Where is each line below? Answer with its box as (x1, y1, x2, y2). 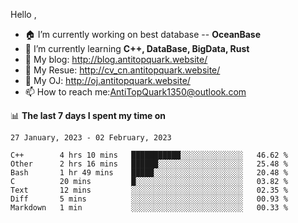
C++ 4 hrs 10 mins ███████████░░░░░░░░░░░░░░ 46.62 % (10, 150, 288, 160)
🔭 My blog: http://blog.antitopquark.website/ (24, 54, 208, 65)
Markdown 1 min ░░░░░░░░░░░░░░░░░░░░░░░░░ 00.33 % (10, 203, 288, 213)
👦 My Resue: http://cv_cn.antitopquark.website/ (24, 64, 221, 76)
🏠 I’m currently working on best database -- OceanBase (24, 29, 262, 40)
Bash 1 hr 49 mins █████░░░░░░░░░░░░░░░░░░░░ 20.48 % (10, 168, 288, 178)
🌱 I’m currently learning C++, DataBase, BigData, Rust (24, 43, 250, 54)
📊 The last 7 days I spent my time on (10, 110, 167, 121)
